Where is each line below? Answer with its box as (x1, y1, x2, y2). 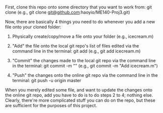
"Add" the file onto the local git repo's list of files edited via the (12, 43, 139, 48)
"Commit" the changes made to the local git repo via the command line (12, 58, 156, 63)
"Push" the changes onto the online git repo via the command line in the (12, 72, 158, 78)
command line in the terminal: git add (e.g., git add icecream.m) (12, 48, 141, 54)
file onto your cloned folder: (5, 24, 61, 30)
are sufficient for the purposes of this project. (5, 103, 97, 108)
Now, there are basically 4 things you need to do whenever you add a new (5, 19, 156, 24)
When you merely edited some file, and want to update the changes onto (5, 87, 153, 92)
